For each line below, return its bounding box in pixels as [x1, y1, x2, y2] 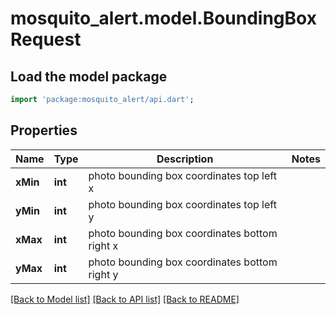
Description [156, 152, 214, 166]
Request [10, 28, 82, 51]
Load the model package [10, 68, 168, 85]
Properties [10, 122, 78, 139]
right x [88, 238, 119, 252]
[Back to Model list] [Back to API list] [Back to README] [10, 293, 240, 305]
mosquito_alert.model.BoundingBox [10, 7, 317, 30]
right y [88, 267, 119, 281]
